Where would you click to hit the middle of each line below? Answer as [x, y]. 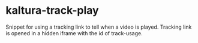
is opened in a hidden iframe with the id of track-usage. [74, 33]
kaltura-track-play [52, 10]
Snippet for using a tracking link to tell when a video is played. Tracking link [99, 27]
